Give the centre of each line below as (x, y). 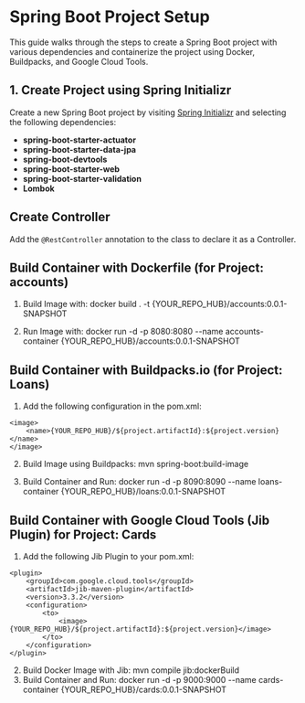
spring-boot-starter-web (71, 169)
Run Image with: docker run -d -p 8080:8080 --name (123, 332)
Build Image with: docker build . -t (86, 304)
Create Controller (60, 217)
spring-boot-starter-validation (82, 178)
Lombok (38, 188)
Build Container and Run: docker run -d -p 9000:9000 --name (140, 680)
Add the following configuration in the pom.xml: (112, 406)
